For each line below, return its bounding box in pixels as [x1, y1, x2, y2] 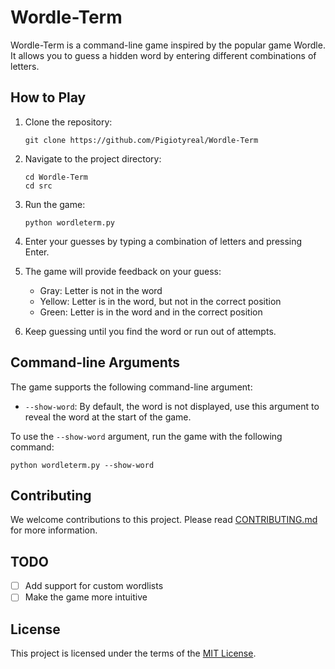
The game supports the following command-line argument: [10, 381, 253, 393]
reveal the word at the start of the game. [24, 411, 192, 423]
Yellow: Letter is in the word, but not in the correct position [39, 295, 282, 307]
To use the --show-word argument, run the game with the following [10, 430, 283, 442]
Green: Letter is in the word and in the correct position [39, 306, 263, 318]
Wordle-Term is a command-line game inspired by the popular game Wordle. [10, 39, 326, 51]
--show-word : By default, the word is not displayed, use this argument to [24, 400, 320, 412]
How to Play [10, 89, 87, 106]
